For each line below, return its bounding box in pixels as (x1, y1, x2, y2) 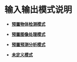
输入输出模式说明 (4, 4, 73, 15)
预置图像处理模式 (11, 31, 46, 37)
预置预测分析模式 (11, 41, 46, 47)
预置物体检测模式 (11, 21, 46, 27)
